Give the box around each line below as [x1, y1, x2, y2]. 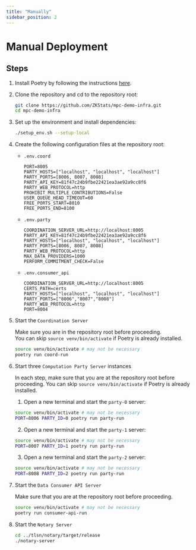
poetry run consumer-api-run [14, 510, 87, 516]
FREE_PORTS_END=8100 [23, 206, 75, 212]
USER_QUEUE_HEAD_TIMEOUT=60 [23, 195, 93, 201]
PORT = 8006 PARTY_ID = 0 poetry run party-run [14, 415, 125, 421]
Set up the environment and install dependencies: [14, 118, 137, 125]
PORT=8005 [23, 164, 49, 170]
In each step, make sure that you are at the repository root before [14, 374, 175, 381]
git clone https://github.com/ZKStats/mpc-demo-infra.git [14, 102, 162, 108]
